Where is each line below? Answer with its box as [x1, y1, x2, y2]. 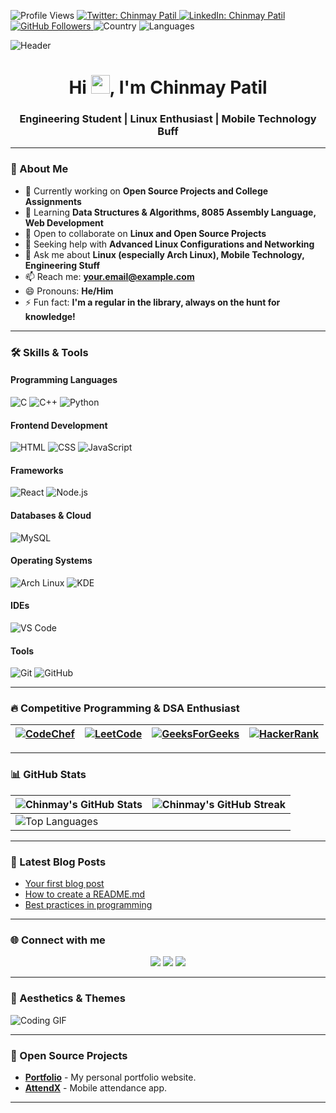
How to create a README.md [24, 888, 146, 900]
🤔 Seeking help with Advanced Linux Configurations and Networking [24, 238, 315, 250]
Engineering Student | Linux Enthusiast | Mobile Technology [19, 112, 317, 126]
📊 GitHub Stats [10, 768, 87, 782]
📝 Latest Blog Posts [10, 855, 107, 869]
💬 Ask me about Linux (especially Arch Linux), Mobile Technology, [24, 248, 305, 260]
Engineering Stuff [24, 259, 101, 271]
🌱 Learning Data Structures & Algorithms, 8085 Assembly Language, [24, 206, 317, 218]
